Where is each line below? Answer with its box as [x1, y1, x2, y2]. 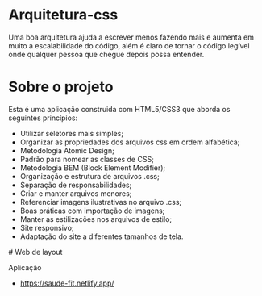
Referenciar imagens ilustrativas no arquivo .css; [19, 197, 182, 206]
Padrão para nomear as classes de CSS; [19, 154, 155, 164]
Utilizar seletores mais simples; [19, 128, 123, 138]
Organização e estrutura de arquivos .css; [19, 171, 160, 181]
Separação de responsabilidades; [19, 180, 132, 190]
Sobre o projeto [8, 78, 114, 96]
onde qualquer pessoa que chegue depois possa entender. [8, 49, 205, 59]
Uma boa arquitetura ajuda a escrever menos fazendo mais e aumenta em [8, 32, 254, 42]
